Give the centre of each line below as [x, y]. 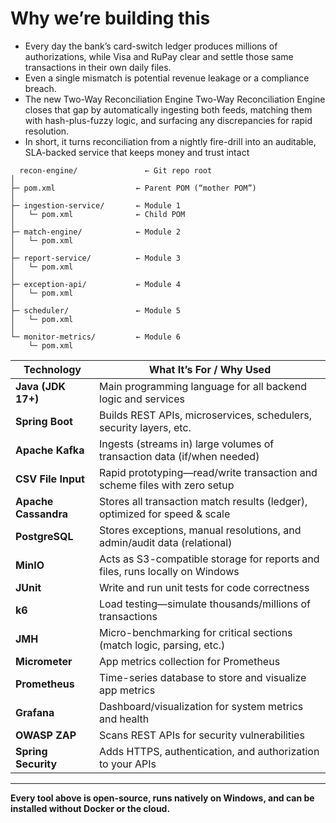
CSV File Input [50, 479]
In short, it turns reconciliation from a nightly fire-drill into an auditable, [170, 141]
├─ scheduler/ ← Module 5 [96, 310]
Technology [52, 369]
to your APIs [128, 764]
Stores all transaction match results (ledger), [203, 501]
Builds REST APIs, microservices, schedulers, [205, 415]
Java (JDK [41, 386]
